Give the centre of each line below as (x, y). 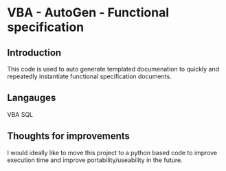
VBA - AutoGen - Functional (88, 13)
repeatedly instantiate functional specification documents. (89, 76)
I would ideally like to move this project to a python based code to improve (112, 152)
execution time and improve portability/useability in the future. (95, 160)
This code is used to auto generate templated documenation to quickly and (113, 69)
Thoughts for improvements (69, 136)
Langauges (32, 98)
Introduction (34, 53)
